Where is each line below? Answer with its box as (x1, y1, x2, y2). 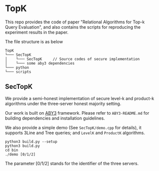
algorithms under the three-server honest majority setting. (5, 101, 121, 106)
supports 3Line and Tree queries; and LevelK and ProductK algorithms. (5, 130, 145, 136)
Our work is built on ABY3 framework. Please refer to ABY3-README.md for (5, 110, 149, 116)
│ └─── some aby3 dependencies (5, 61, 75, 66)
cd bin (5, 148, 18, 153)
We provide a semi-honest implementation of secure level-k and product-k (5, 95, 154, 101)
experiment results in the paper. (5, 29, 69, 35)
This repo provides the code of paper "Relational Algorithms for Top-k (5, 19, 145, 25)
